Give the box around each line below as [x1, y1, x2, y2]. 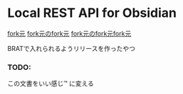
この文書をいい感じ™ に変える [7, 79, 95, 88]
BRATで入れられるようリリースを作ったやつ [7, 44, 135, 52]
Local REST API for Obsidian [7, 5, 177, 21]
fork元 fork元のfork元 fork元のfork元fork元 [7, 29, 132, 37]
